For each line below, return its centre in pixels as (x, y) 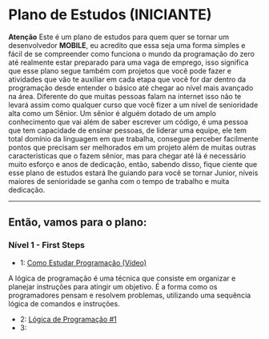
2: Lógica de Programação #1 (68, 319)
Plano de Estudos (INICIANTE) (110, 15)
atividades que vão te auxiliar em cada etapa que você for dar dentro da (127, 79)
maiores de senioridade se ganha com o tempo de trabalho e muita (119, 181)
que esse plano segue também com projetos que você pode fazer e (120, 70)
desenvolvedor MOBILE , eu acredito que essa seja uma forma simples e (127, 45)
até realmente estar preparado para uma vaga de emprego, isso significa (128, 62)
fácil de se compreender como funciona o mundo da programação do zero (131, 54)
